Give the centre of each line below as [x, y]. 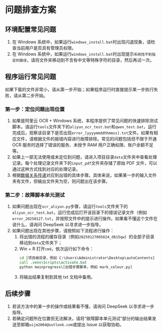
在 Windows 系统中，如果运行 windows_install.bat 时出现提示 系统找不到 [82, 54]
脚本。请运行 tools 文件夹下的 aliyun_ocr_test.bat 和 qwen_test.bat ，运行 [84, 127]
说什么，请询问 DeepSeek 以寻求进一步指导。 [57, 225]
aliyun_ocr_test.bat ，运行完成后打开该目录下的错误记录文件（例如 [79, 213]
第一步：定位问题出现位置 [35, 109]
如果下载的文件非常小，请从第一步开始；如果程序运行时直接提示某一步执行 [79, 89]
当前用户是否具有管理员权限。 [46, 48]
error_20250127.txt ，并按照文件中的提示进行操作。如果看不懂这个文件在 [85, 219]
